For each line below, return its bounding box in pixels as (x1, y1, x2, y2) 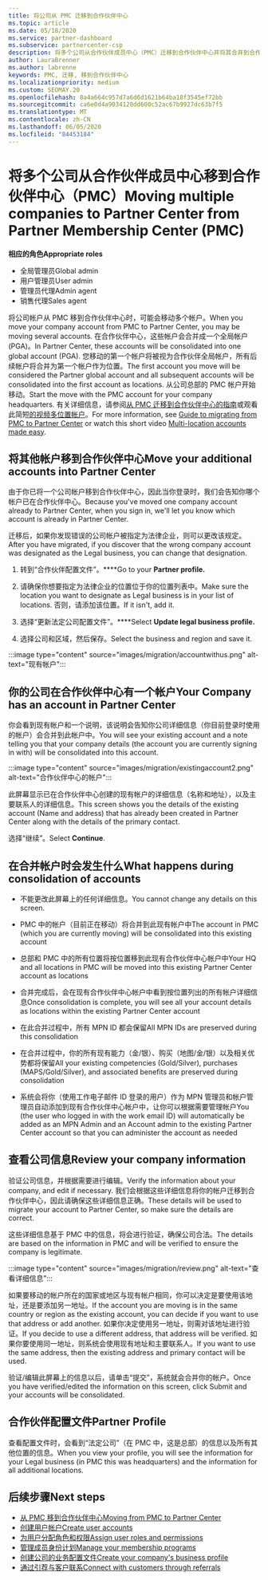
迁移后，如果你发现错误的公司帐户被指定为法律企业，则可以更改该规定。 (8, 531, 246, 541)
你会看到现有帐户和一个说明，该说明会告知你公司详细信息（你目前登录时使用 (8, 720, 260, 730)
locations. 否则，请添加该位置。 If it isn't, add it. (19, 600, 175, 610)
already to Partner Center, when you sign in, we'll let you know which (8, 506, 235, 515)
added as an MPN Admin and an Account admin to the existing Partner (19, 1120, 253, 1129)
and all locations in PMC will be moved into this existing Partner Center (19, 963, 253, 971)
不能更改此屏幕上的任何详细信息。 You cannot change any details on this (19, 894, 258, 904)
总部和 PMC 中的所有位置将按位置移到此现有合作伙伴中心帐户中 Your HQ (19, 954, 257, 963)
